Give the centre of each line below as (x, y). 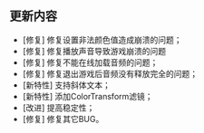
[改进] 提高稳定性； (58, 108)
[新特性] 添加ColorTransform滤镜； (87, 96)
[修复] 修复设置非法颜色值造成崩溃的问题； (102, 40)
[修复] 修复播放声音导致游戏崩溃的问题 (94, 51)
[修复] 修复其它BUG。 (63, 119)
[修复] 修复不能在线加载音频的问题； (90, 62)
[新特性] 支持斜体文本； (66, 85)
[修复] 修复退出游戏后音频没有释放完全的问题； (110, 73)
